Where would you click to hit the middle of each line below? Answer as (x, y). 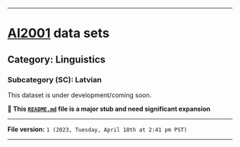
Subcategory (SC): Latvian (55, 80)
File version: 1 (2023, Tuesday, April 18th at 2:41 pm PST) (97, 129)
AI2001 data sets (59, 33)
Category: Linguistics (56, 59)
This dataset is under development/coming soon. (80, 95)
